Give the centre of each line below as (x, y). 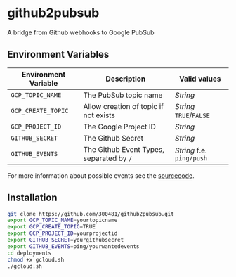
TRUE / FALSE (192, 115)
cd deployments (29, 253)
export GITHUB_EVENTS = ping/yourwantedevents (73, 246)
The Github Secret (113, 138)
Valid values (200, 79)
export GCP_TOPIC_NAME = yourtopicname (63, 220)
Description (126, 79)
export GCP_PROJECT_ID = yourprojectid (63, 233)
